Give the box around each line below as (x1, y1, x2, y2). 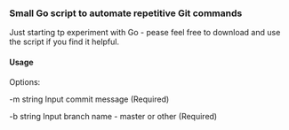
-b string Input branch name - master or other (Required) (9, 111, 218, 121)
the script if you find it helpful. (9, 36, 120, 47)
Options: (9, 76, 41, 87)
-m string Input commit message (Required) (9, 94, 170, 104)
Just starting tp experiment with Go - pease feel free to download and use (9, 27, 281, 38)
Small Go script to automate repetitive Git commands (9, 7, 243, 19)
